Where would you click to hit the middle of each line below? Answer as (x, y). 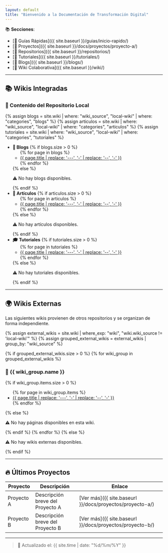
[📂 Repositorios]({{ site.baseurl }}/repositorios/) (61, 51)
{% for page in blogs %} (45, 153)
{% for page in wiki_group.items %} (49, 392)
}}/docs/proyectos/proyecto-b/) (117, 525)
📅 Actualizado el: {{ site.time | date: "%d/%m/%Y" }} (71, 545)
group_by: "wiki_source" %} (34, 344)
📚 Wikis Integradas (36, 88)
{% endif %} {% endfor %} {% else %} (45, 433)
